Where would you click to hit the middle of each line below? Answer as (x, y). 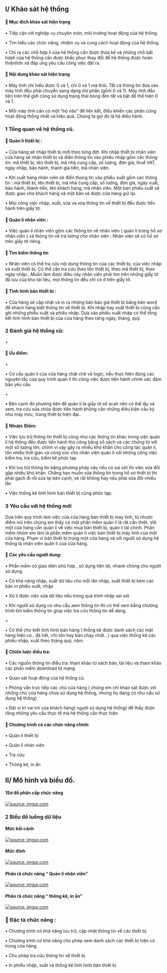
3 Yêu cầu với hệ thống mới (39, 506)
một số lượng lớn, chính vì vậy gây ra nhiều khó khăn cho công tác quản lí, (81, 447)
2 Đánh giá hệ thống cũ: (35, 331)
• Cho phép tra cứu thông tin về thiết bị (45, 955)
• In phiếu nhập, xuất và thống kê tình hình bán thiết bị (61, 965)
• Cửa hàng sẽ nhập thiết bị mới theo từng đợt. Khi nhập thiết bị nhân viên (81, 152)
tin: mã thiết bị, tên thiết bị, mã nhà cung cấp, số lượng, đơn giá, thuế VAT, (81, 162)
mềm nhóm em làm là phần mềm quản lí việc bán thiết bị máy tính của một (81, 533)
